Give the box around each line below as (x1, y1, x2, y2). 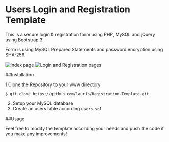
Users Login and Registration (5, 4, 131, 15)
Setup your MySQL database (12, 100, 73, 106)
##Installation (5, 71, 34, 77)
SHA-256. (5, 52, 26, 58)
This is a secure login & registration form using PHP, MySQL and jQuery (5, 31, 155, 37)
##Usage (5, 116, 25, 122)
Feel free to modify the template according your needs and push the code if (5, 125, 164, 131)
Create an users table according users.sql (12, 105, 102, 111)
